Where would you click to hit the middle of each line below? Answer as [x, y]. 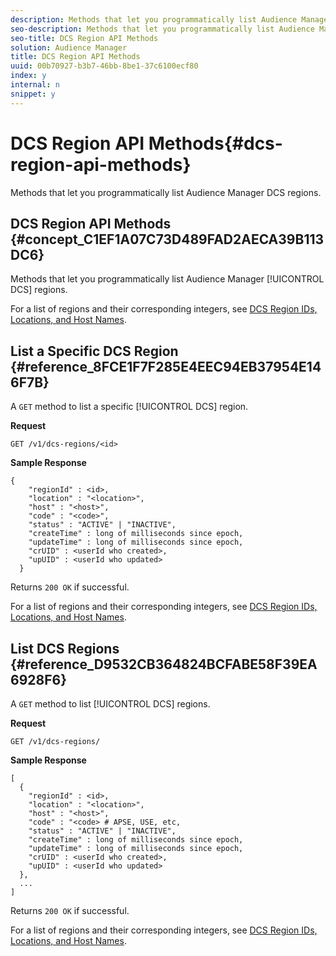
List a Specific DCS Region [94, 351]
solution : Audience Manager [69, 47]
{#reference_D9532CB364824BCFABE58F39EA [164, 664]
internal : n [35, 85]
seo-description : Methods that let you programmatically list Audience [162, 29]
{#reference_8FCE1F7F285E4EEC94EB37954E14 [166, 366]
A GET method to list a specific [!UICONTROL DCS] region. [129, 407]
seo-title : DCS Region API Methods [84, 38]
